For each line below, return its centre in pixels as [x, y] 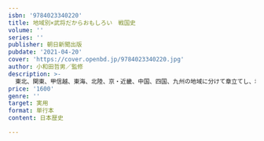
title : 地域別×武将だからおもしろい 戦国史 [72, 23]
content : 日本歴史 [36, 118]
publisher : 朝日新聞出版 [45, 45]
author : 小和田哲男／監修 [46, 67]
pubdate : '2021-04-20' [45, 52]
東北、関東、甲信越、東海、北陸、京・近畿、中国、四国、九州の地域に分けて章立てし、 [135, 81]
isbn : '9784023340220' [45, 15]
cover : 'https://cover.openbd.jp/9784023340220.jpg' [96, 60]
